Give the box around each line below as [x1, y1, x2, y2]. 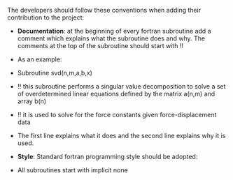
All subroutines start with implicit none [17, 166, 128, 174]
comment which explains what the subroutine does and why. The [17, 34, 206, 43]
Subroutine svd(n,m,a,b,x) [17, 69, 93, 77]
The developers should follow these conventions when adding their [7, 6, 202, 14]
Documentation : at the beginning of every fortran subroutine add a [17, 27, 211, 35]
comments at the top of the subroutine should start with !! [17, 42, 184, 50]
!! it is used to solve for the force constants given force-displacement [17, 111, 217, 119]
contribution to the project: [7, 13, 85, 22]
